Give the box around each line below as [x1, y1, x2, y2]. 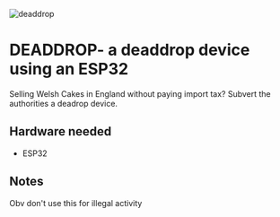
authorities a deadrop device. [9, 98, 118, 108]
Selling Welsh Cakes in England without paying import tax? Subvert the [9, 88, 271, 99]
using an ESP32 [9, 59, 128, 80]
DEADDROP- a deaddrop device [9, 40, 250, 60]
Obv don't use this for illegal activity [9, 197, 143, 208]
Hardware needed [9, 124, 112, 139]
